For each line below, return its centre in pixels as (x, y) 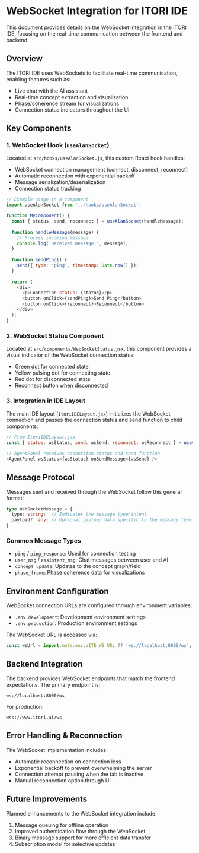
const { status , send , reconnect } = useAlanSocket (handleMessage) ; (98, 221)
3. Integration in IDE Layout (46, 401)
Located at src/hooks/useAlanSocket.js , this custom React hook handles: (96, 158)
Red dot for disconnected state (52, 379)
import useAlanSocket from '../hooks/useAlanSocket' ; (74, 205)
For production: (25, 706)
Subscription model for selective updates (65, 844)
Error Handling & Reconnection (64, 736)
